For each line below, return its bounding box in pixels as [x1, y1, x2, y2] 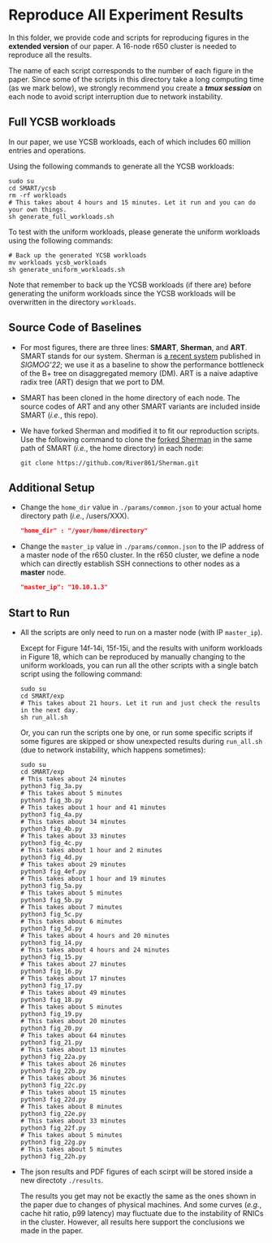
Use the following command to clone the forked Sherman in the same [19, 434, 253, 444]
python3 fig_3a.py [19, 781, 83, 790]
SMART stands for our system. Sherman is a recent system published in [19, 351, 261, 361]
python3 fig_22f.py [19, 1123, 87, 1132]
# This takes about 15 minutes [19, 1088, 127, 1096]
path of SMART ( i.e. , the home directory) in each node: [19, 443, 205, 453]
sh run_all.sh [19, 713, 68, 721]
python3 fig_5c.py [19, 910, 83, 918]
